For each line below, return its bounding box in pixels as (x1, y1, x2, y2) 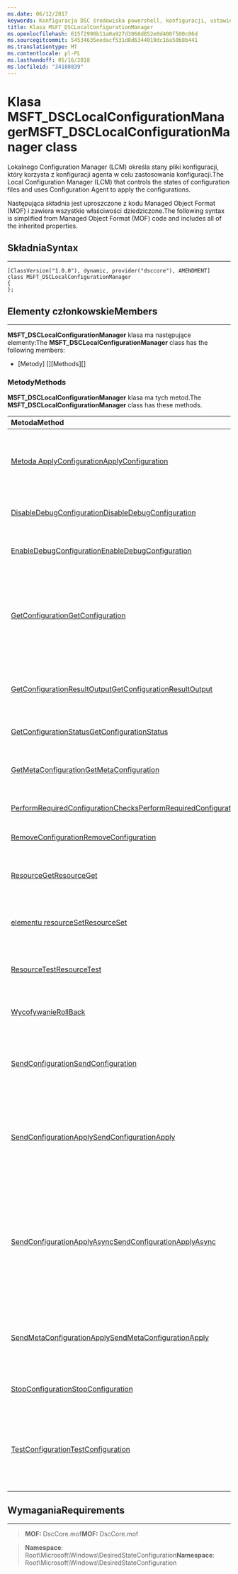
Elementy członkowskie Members (7, 305, 158, 317)
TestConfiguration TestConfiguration (11, 1445, 131, 1455)
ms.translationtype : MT (7, 43, 78, 50)
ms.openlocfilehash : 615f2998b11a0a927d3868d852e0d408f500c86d (7, 30, 198, 38)
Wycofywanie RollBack (11, 1007, 86, 1017)
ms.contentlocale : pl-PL (7, 50, 81, 57)
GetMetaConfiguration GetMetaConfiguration (11, 765, 160, 775)
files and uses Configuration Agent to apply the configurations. (7, 185, 191, 194)
